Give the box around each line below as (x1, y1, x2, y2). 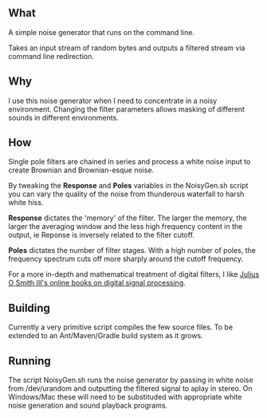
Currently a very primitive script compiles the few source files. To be (8, 322, 234, 332)
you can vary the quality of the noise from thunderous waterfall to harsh (8, 189, 245, 199)
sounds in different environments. (8, 112, 120, 122)
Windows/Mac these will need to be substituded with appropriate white (8, 392, 242, 402)
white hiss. (8, 198, 44, 207)
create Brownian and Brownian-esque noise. (8, 165, 155, 175)
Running (8, 354, 52, 368)
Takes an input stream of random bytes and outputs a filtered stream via (8, 43, 245, 53)
